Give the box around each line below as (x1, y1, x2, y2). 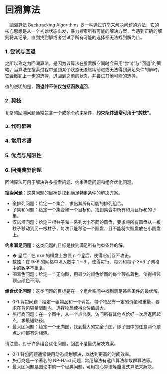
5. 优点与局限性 (5, 152, 42, 159)
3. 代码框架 (5, 123, 32, 130)
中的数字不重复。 (12, 265, 48, 271)
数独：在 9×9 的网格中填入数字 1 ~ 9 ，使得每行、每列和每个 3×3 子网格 (12, 258, 160, 264)
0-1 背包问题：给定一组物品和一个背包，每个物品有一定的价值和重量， (12, 298, 156, 304)
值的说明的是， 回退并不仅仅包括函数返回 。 (5, 83, 92, 90)
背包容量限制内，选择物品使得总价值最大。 (21, 305, 108, 311)
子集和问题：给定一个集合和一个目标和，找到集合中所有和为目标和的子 (12, 206, 157, 212)
